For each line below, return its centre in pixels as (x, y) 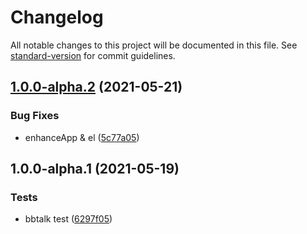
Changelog (57, 17)
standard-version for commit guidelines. (93, 55)
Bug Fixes (35, 116)
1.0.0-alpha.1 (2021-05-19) (95, 169)
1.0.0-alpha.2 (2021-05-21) (96, 87)
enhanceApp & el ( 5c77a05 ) (82, 137)
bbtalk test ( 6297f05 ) (68, 219)
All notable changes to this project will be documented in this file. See (154, 45)
